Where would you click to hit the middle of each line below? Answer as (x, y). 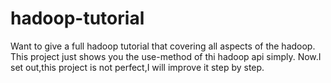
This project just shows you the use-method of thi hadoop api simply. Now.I (166, 56)
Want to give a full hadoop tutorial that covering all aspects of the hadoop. (163, 46)
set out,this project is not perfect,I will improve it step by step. (137, 67)
